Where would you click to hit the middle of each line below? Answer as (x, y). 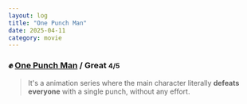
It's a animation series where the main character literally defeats (133, 83)
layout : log (28, 15)
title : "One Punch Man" (48, 23)
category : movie (35, 38)
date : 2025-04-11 (37, 30)
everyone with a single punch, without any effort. (109, 91)
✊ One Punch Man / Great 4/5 (64, 66)
